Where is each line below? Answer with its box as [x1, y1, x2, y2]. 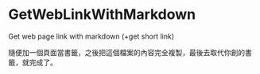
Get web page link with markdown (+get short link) [8, 31, 175, 41]
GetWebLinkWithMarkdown [8, 6, 196, 24]
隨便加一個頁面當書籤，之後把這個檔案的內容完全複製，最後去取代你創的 [8, 47, 245, 57]
